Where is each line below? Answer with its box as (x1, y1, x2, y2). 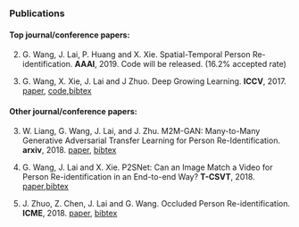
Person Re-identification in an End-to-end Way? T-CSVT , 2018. (21, 172, 256, 182)
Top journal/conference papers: (9, 29, 130, 40)
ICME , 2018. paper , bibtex (21, 208, 118, 219)
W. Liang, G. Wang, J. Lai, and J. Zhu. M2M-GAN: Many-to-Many (21, 126, 261, 137)
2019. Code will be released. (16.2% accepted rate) (99, 59, 287, 70)
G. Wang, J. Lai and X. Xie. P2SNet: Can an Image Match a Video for (21, 162, 273, 172)
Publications (9, 7, 65, 20)
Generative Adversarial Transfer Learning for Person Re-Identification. (21, 135, 281, 146)
